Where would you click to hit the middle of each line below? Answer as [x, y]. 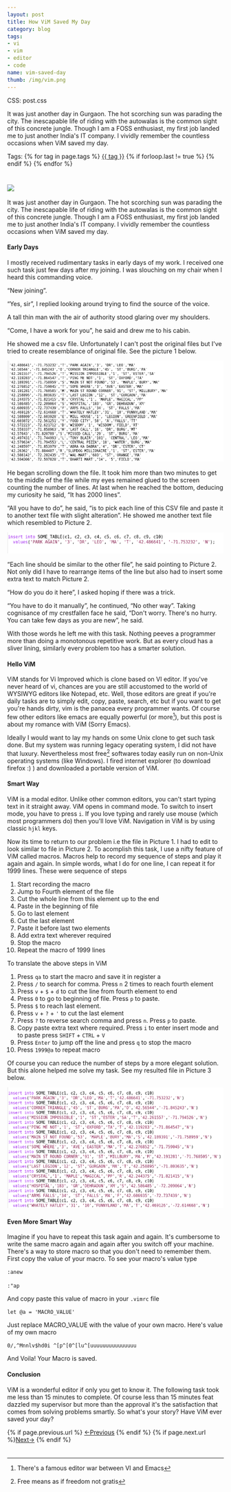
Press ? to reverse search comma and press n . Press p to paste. [107, 1020]
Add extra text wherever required [64, 935]
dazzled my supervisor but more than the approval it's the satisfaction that [112, 1404]
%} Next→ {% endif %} [39, 1439]
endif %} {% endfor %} [40, 163]
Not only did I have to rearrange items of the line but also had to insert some [115, 572]
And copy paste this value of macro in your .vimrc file [83, 1299]
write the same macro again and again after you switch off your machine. [111, 1244]
